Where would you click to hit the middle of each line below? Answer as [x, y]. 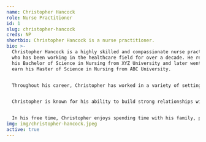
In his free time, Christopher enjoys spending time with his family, [104, 118]
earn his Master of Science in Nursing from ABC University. [92, 69]
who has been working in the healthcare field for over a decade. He [102, 58]
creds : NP [19, 35]
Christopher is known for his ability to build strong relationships [102, 102]
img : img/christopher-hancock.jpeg [52, 124]
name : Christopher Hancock [41, 12]
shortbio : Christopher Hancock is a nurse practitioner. [81, 40]
